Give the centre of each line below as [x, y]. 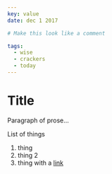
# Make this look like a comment [56, 33]
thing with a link [41, 163]
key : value [23, 14]
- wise [23, 53]
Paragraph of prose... [38, 120]
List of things [26, 134]
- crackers [30, 59]
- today [25, 66]
